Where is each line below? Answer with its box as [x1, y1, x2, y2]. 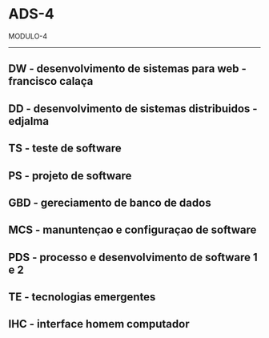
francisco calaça [8, 74, 94, 88]
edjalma [8, 114, 50, 128]
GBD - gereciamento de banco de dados [8, 195, 211, 209]
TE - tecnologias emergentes [8, 290, 156, 304]
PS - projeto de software [8, 169, 132, 183]
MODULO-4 [8, 31, 48, 41]
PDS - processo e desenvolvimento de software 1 [8, 250, 258, 264]
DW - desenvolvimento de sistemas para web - [8, 62, 247, 76]
